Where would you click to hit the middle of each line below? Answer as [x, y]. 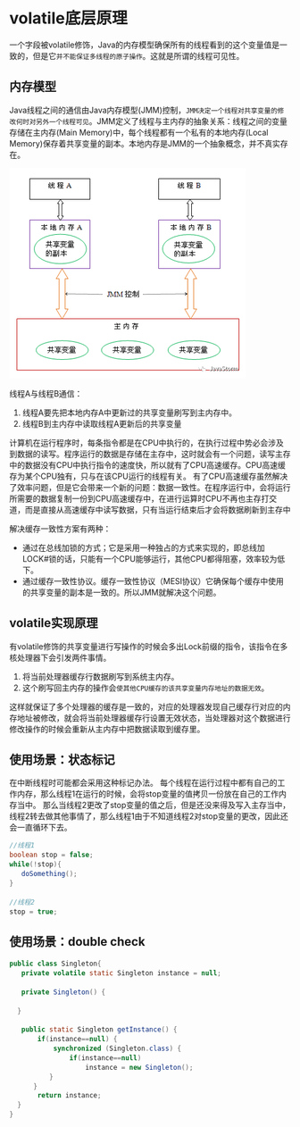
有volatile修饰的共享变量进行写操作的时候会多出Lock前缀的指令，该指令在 [145, 646]
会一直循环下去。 [41, 828]
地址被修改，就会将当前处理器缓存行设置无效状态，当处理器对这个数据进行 [154, 718]
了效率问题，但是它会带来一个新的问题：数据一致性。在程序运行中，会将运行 [150, 487]
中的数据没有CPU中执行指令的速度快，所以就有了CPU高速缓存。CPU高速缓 [147, 464]
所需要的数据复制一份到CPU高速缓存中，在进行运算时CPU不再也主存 [135, 498]
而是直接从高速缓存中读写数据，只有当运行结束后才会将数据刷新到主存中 [158, 509]
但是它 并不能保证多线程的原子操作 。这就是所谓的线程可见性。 [138, 55]
